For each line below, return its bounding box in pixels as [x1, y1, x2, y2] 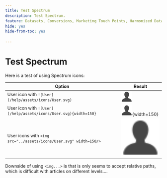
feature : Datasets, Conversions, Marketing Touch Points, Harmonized [5, 18, 153, 23]
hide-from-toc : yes [5, 29, 46, 34]
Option [55, 83, 70, 89]
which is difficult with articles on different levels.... [5, 169, 108, 175]
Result [133, 83, 148, 89]
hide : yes [5, 24, 26, 29]
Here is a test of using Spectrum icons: [5, 72, 85, 78]
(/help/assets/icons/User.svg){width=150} [7, 112, 97, 117]
